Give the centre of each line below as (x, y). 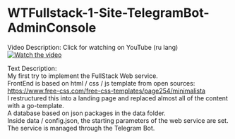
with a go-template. (36, 105)
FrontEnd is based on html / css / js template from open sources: (101, 83)
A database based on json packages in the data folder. (86, 113)
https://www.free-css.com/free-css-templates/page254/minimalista (107, 91)
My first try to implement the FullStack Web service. (83, 76)
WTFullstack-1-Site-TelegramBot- (108, 13)
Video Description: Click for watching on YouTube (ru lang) (93, 47)
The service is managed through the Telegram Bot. (81, 128)
